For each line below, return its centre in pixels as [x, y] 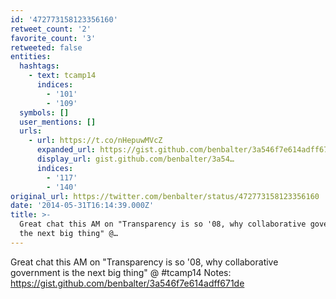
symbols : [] [44, 112]
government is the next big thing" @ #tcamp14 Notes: [121, 272]
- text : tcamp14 [62, 76]
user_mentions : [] [58, 122]
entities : [31, 57]
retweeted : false [46, 47]
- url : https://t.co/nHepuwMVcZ [95, 141]
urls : [31, 131]
